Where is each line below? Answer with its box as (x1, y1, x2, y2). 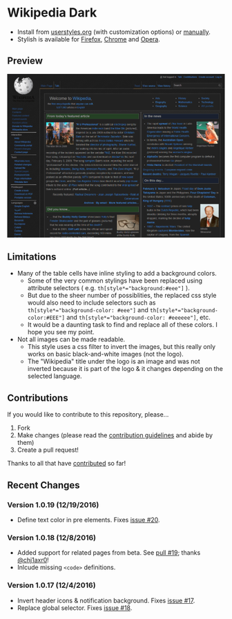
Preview (7, 55, 43, 67)
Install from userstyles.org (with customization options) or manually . (17, 28, 211, 36)
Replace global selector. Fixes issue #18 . (17, 603, 133, 612)
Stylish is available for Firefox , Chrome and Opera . (17, 35, 161, 43)
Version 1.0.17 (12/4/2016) (7, 580, 96, 590)
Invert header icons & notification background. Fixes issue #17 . (17, 596, 195, 604)
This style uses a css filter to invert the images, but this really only (27, 343, 216, 351)
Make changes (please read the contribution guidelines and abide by (17, 431, 213, 439)
